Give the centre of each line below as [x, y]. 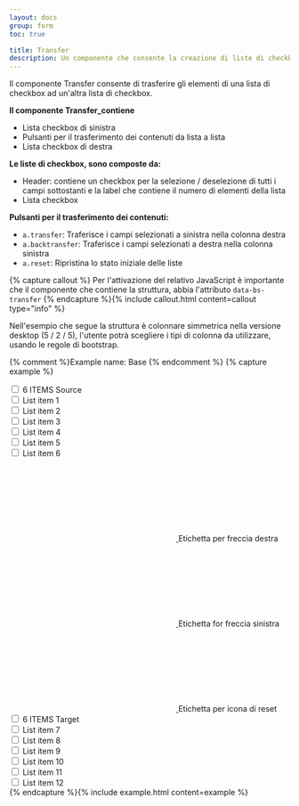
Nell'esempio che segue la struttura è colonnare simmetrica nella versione [145, 326]
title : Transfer [39, 50]
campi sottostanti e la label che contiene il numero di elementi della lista [154, 191]
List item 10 [43, 761]
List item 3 [41, 422]
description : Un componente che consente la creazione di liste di [137, 59]
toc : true [28, 34]
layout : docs [33, 17]
